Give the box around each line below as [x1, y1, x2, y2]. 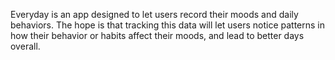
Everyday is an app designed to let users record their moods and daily [10, 9, 299, 20]
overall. [10, 40, 41, 52]
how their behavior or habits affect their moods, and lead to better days [10, 30, 305, 41]
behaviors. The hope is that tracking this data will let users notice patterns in [10, 19, 326, 31]
